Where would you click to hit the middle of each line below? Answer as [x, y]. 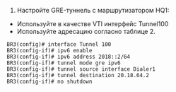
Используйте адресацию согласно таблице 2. [86, 31]
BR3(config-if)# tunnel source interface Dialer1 [81, 69]
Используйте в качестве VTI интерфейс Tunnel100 [93, 24]
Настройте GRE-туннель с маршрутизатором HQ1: [93, 10]
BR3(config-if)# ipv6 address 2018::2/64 [69, 57]
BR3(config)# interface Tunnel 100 [59, 45]
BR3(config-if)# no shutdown [49, 81]
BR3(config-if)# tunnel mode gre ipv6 [64, 63]
